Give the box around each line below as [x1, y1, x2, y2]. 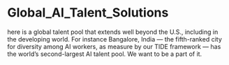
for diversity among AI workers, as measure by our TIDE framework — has [7, 42, 221, 50]
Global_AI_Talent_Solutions [7, 5, 169, 21]
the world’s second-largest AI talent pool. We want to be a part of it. [7, 50, 202, 58]
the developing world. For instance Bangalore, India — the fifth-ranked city [7, 35, 222, 43]
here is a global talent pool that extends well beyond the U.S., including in [7, 28, 219, 36]
